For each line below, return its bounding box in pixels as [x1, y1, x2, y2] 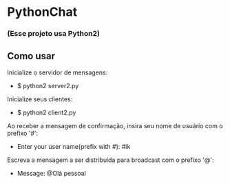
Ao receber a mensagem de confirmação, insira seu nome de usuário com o [7, 121, 223, 130]
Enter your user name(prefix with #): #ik [17, 142, 131, 150]
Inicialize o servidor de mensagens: [7, 68, 108, 76]
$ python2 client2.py [17, 108, 76, 116]
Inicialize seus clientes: [7, 94, 73, 103]
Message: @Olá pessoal [17, 169, 86, 177]
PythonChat [7, 4, 78, 20]
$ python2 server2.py [17, 81, 79, 90]
